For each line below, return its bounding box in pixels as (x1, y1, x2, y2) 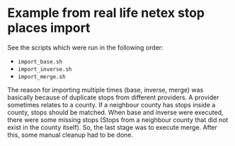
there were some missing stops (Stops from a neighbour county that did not (7, 115, 229, 124)
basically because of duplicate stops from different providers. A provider (7, 93, 219, 102)
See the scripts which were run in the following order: (7, 43, 164, 51)
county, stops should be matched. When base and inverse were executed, (7, 108, 224, 116)
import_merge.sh (17, 73, 66, 80)
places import (7, 20, 91, 36)
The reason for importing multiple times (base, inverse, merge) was (7, 85, 204, 94)
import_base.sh (17, 58, 63, 65)
